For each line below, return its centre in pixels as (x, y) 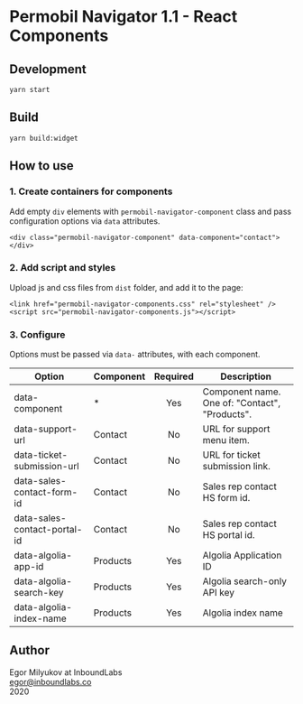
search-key (39, 593)
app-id (29, 567)
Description (246, 376)
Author (29, 650)
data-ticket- (41, 455)
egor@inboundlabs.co (50, 681)
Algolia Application (242, 555)
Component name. (242, 392)
